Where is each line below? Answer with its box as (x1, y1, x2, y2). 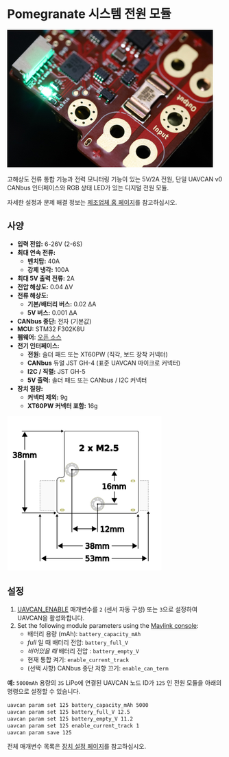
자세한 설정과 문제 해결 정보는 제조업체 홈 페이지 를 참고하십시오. (7, 198, 178, 206)
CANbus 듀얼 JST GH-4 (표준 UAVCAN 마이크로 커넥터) (27, 359, 181, 367)
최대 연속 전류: (16, 248, 56, 256)
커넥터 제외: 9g (27, 393, 69, 401)
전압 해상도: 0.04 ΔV (16, 282, 73, 291)
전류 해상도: (16, 291, 49, 300)
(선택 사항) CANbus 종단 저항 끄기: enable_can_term (27, 664, 169, 672)
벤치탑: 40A (27, 257, 60, 265)
